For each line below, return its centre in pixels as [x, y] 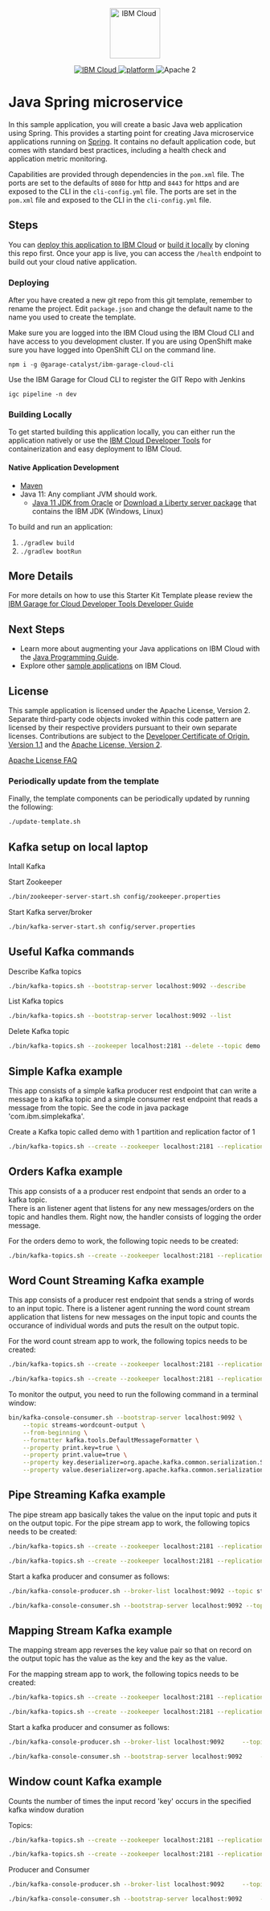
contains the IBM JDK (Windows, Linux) [98, 511]
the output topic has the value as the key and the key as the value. [118, 1658]
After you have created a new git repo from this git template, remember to [131, 300]
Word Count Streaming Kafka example [106, 1281]
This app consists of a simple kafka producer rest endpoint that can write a [133, 1090]
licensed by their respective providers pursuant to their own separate [123, 727]
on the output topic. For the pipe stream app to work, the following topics [129, 1523]
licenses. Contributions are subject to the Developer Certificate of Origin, [129, 735]
